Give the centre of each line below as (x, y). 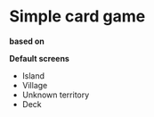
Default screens (39, 58)
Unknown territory (56, 95)
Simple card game (77, 17)
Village (35, 85)
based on (27, 41)
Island (33, 75)
